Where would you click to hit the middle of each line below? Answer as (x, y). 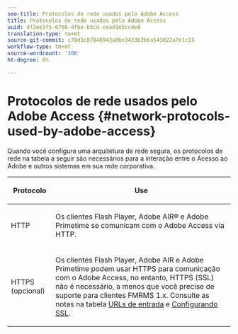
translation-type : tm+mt (44, 34)
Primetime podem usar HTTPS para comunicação (138, 268)
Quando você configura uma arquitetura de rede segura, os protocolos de (115, 151)
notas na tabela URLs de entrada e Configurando (137, 304)
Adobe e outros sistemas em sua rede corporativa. (81, 166)
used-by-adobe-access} (82, 131)
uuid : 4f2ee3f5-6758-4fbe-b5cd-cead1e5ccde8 (74, 27)
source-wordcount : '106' (44, 54)
